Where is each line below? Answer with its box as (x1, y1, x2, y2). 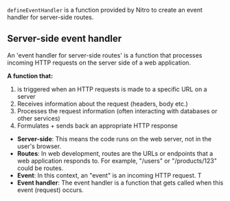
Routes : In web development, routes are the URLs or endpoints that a (16, 149, 214, 157)
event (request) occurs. (16, 185, 84, 194)
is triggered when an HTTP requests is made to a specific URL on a (16, 85, 207, 93)
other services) (16, 114, 60, 122)
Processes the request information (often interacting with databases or (16, 106, 218, 115)
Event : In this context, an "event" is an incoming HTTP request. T (16, 171, 202, 179)
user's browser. (16, 142, 62, 150)
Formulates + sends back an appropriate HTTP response (16, 121, 179, 130)
